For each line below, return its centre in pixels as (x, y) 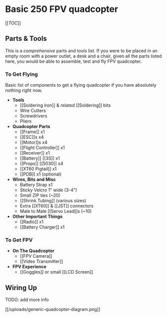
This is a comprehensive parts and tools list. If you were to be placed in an (82, 50)
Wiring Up (21, 288)
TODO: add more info (27, 300)
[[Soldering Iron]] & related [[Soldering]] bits (65, 105)
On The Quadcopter (33, 251)
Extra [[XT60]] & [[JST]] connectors (57, 206)
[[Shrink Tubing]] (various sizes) (53, 201)
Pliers (26, 121)
